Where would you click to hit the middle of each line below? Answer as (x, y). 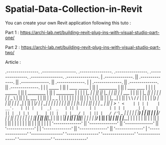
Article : (13, 62)
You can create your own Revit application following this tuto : (68, 23)
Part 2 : (13, 47)
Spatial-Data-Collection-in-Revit (74, 9)
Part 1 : (12, 32)
